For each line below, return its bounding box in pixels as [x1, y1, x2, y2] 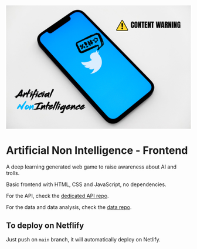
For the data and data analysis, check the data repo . [6, 203, 132, 210]
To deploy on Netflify [6, 221, 84, 230]
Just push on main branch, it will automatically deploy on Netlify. [6, 236, 161, 243]
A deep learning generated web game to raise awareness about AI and [6, 163, 177, 170]
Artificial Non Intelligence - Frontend [6, 143, 188, 157]
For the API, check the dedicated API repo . [6, 192, 109, 199]
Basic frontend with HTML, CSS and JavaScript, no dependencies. [6, 181, 167, 188]
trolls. [6, 169, 20, 176]
